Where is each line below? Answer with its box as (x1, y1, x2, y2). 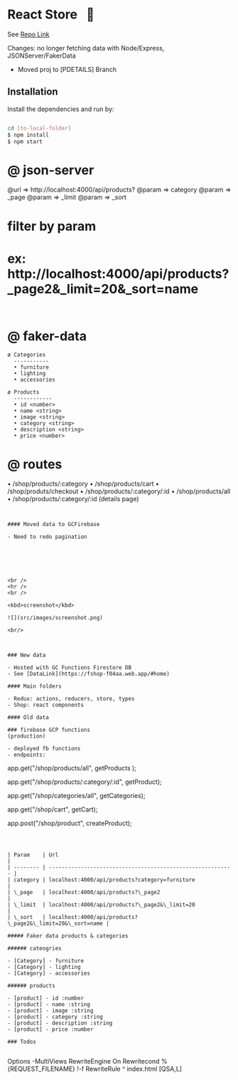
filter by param (7, 218, 97, 234)
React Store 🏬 (7, 6, 94, 23)
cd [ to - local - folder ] (7, 125, 72, 132)
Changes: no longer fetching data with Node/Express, (7, 43, 165, 52)
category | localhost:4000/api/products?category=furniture (13, 876, 195, 884)
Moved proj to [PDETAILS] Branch (17, 65, 117, 73)
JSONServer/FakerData (7, 51, 76, 60)
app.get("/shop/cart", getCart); (7, 805, 98, 814)
